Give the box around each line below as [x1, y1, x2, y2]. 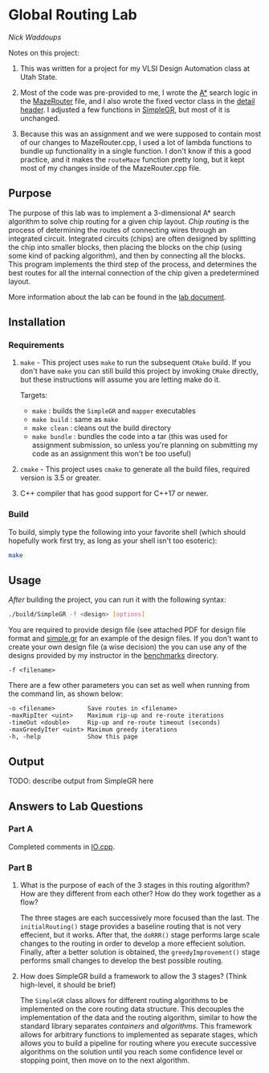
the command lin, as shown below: [8, 689, 123, 698]
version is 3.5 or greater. [19, 473, 101, 483]
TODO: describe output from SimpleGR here [8, 776, 154, 786]
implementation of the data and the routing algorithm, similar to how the [19, 1013, 258, 1022]
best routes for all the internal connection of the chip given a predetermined [8, 267, 259, 277]
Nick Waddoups [8, 32, 62, 42]
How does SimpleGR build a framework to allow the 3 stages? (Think [19, 971, 247, 981]
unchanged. [19, 113, 60, 122]
